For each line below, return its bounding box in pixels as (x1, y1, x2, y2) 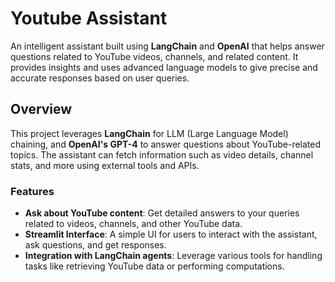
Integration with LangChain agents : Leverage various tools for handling (24, 250, 323, 262)
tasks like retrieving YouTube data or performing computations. (24, 260, 285, 272)
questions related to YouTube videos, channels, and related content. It (10, 50, 299, 62)
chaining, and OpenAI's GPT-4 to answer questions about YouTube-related (10, 138, 322, 150)
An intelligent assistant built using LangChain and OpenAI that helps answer (10, 40, 325, 52)
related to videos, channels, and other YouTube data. (24, 218, 243, 230)
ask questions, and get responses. (24, 239, 167, 251)
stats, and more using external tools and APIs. (10, 159, 200, 171)
